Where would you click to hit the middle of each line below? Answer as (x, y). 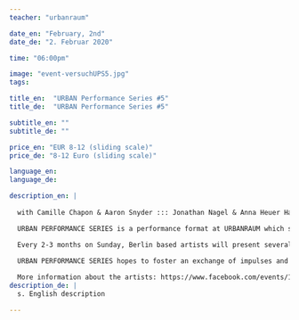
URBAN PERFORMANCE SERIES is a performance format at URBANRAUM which (151, 228)
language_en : (33, 172)
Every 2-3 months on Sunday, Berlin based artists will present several (155, 245)
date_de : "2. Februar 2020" (61, 42)
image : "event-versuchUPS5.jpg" (69, 74)
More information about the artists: (87, 277)
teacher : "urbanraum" (49, 17)
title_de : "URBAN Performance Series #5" (89, 107)
